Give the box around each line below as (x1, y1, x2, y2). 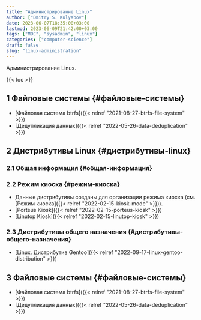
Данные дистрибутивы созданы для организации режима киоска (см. (14, 193, 196, 201)
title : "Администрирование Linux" (6, 8, 93, 15)
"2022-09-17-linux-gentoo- (115, 249, 183, 256)
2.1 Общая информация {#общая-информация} (6, 163, 153, 172)
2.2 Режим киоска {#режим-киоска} (6, 180, 120, 188)
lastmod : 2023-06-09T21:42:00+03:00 (6, 25, 98, 32)
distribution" (14, 255, 46, 262)
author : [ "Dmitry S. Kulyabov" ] (6, 14, 87, 20)
